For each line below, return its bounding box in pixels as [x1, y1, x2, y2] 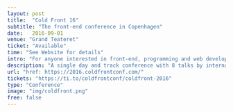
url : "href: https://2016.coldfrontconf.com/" [7, 68, 144, 75]
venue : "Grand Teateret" [7, 36, 79, 43]
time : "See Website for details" [7, 49, 104, 56]
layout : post [7, 10, 45, 17]
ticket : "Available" [7, 42, 67, 49]
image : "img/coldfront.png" [7, 88, 89, 95]
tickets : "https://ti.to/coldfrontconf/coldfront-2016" [7, 74, 172, 82]
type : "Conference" [7, 81, 64, 88]
